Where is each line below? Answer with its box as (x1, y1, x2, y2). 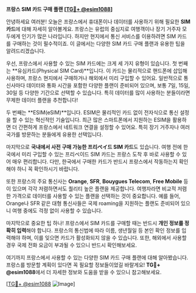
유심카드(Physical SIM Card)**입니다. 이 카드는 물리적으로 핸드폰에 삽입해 (17, 67, 188, 74)
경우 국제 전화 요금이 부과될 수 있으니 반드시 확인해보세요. (6, 241, 137, 248)
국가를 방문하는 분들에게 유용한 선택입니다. (6, 131, 104, 138)
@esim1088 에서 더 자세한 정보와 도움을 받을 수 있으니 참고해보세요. (6, 269, 162, 275)
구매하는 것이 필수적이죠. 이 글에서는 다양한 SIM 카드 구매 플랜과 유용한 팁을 (12, 40, 185, 47)
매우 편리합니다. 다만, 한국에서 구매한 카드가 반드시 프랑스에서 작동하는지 (12, 158, 178, 165)
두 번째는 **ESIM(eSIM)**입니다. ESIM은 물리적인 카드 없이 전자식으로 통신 (6, 109, 179, 116)
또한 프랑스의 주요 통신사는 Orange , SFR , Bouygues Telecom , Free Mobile (6, 178, 183, 185)
